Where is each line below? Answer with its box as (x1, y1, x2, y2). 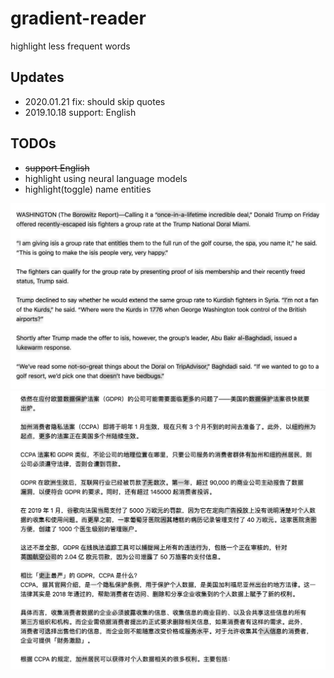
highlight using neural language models (24, 172, 188, 184)
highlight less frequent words (10, 40, 131, 52)
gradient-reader (10, 7, 147, 30)
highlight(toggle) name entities (24, 183, 152, 195)
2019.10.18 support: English (24, 106, 137, 118)
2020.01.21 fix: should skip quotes (24, 95, 166, 107)
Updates (10, 69, 65, 86)
